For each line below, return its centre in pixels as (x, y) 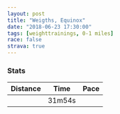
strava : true (26, 46)
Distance (26, 89)
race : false (24, 40)
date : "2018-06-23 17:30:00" (50, 27)
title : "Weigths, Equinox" (46, 20)
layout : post (26, 14)
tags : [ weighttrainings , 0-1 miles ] (60, 33)
